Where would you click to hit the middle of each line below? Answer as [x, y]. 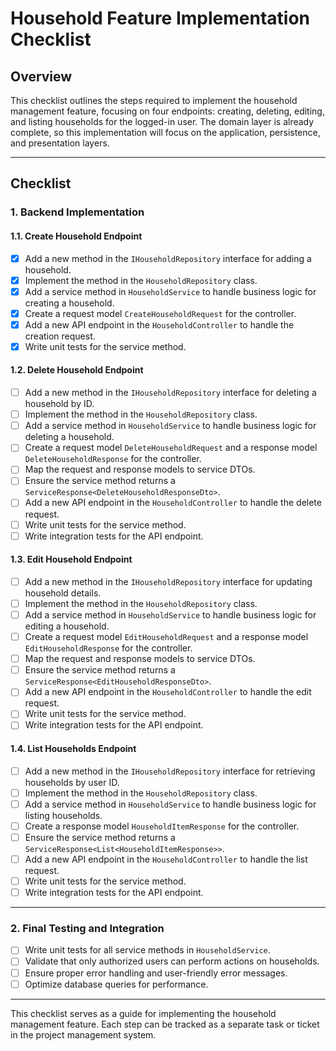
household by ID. [59, 404]
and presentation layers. [60, 143]
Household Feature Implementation [160, 18]
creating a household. [69, 303]
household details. [63, 593]
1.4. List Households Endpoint [73, 749]
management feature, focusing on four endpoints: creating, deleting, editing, [167, 111]
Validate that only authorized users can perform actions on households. [172, 961]
